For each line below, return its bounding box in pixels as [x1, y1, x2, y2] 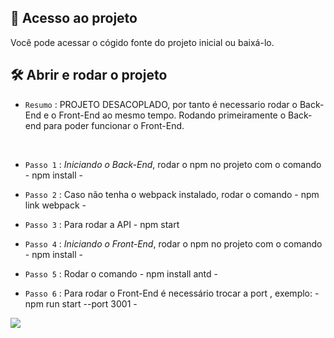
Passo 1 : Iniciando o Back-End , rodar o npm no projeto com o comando [24, 158, 322, 170]
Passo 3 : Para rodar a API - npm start [24, 218, 180, 230]
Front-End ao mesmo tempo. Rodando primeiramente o [58, 109, 287, 121]
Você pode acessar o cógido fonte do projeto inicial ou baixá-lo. [10, 36, 275, 48]
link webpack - [24, 199, 87, 211]
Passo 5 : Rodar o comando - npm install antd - [24, 267, 218, 280]
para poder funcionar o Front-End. [43, 119, 185, 131]
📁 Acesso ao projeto [10, 10, 138, 27]
